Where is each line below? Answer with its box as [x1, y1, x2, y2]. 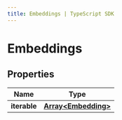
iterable [11, 101, 37, 111]
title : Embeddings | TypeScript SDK [7, 10, 114, 18]
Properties [7, 68, 55, 81]
